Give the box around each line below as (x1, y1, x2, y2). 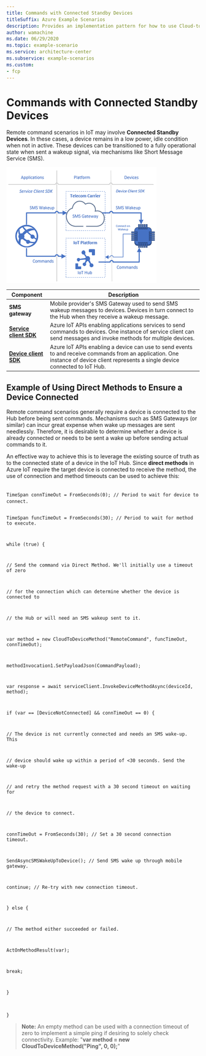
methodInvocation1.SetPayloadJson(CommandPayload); (6, 662, 141, 669)
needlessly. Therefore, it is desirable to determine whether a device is (6, 428, 183, 435)
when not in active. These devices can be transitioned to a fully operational (6, 142, 196, 149)
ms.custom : (6, 61, 34, 68)
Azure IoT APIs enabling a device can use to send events (50, 343, 193, 350)
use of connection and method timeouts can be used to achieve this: (6, 472, 180, 479)
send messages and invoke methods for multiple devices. (50, 335, 195, 342)
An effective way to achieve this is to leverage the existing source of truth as (6, 453, 199, 460)
